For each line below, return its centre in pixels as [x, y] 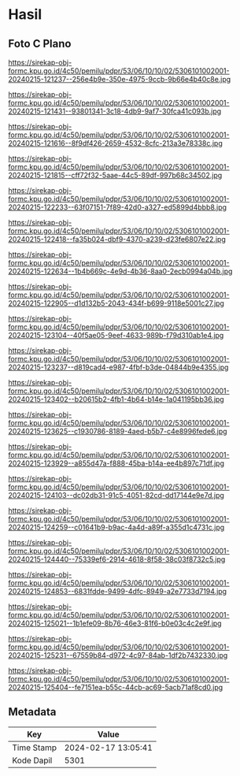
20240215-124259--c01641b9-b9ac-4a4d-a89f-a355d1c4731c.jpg [116, 527]
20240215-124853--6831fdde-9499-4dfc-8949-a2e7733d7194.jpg [117, 591]
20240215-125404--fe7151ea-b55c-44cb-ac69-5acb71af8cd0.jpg [116, 687]
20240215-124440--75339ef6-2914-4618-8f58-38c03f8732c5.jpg [117, 559]
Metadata [32, 712]
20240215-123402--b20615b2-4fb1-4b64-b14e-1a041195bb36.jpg [116, 399]
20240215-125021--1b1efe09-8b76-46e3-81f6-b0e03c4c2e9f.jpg [115, 623]
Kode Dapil [32, 760]
